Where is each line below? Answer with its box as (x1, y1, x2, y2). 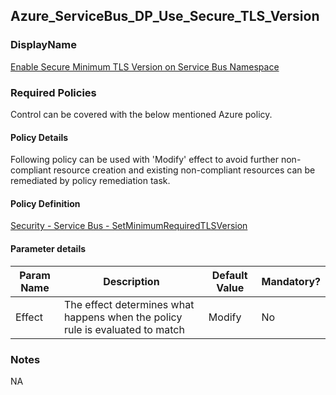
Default (211, 268, 248, 282)
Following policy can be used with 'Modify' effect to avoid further (10, 154, 280, 166)
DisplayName (10, 38, 77, 52)
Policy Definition (10, 197, 81, 209)
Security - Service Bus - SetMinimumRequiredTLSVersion (10, 220, 248, 232)
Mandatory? (261, 274, 321, 288)
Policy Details (10, 131, 69, 143)
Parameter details (10, 242, 87, 254)
